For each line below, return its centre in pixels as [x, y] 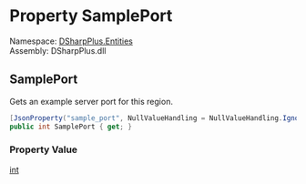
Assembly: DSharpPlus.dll [58, 50]
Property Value [44, 149]
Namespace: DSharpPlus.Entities [71, 41]
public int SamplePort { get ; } [71, 127]
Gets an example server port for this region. [91, 101]
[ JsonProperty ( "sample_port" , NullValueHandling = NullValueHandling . [146, 118]
